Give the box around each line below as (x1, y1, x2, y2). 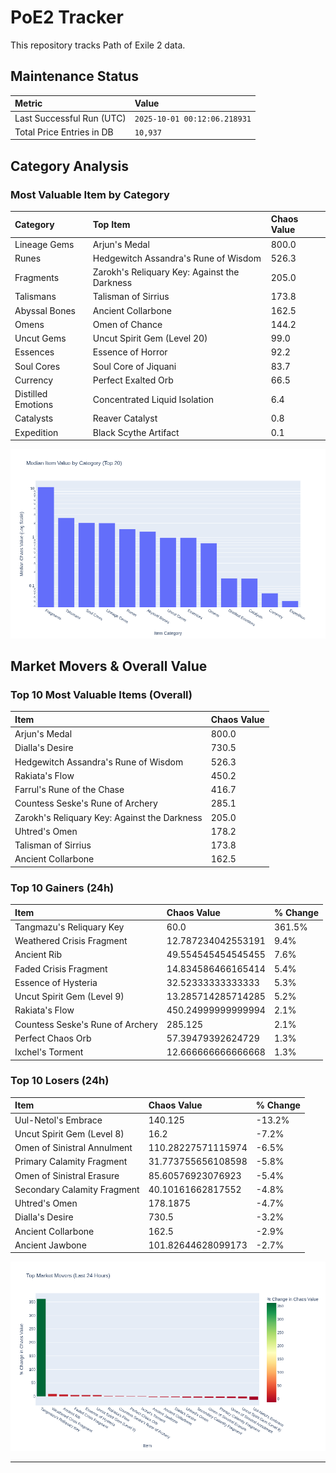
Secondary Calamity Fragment (14, 1183, 140, 1195)
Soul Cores (14, 360, 61, 372)
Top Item (92, 218, 131, 230)
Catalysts (14, 412, 54, 425)
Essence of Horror (92, 346, 168, 358)
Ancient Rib (14, 949, 63, 961)
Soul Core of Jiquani (92, 360, 177, 372)
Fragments (14, 271, 60, 283)
